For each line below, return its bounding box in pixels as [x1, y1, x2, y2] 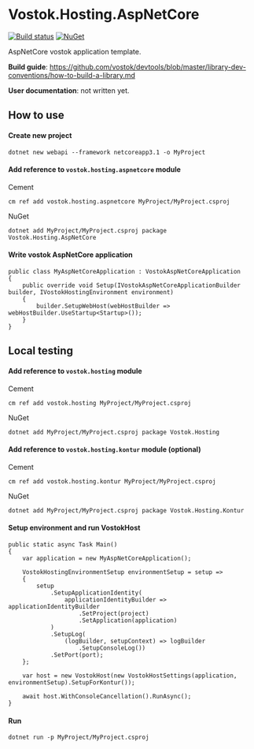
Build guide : [8, 61, 49, 72]
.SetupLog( [50, 630, 87, 638]
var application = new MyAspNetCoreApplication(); [22, 554, 192, 562]
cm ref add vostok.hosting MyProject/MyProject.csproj [8, 399, 192, 407]
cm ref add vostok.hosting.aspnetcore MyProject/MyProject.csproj [8, 197, 230, 206]
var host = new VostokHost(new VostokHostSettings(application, [22, 672, 237, 680]
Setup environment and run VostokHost [8, 523, 141, 533]
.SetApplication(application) [78, 617, 178, 624]
